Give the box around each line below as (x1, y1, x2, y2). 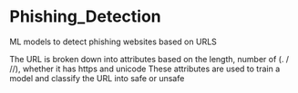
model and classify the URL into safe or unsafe (9, 72, 185, 83)
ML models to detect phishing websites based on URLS (9, 36, 217, 47)
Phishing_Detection (9, 6, 161, 27)
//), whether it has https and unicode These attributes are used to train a (9, 63, 281, 74)
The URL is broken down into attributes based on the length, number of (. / (9, 53, 290, 64)
